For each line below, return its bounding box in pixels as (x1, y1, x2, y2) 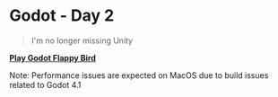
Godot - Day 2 (9, 5, 115, 26)
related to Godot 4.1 (9, 79, 82, 90)
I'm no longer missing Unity (30, 35, 133, 46)
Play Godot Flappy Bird (9, 52, 96, 63)
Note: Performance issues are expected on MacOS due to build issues (9, 69, 269, 81)
